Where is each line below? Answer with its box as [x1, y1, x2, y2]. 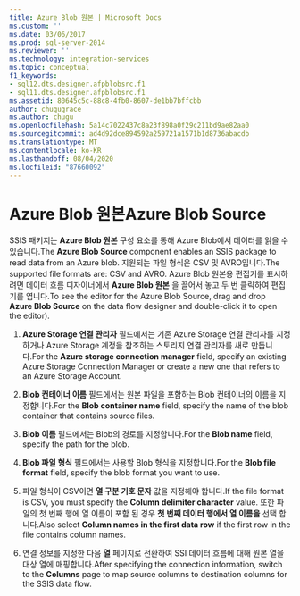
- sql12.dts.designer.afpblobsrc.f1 [9, 80, 146, 88]
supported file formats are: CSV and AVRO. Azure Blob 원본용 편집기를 [9, 269, 265, 280]
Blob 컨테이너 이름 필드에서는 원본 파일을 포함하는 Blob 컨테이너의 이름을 [21, 390, 277, 400]
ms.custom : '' [9, 21, 62, 30]
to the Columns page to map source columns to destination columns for [21, 569, 287, 580]
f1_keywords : [9, 71, 58, 80]
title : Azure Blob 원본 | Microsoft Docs [9, 13, 162, 22]
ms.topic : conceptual [9, 63, 90, 72]
